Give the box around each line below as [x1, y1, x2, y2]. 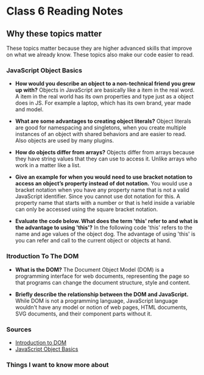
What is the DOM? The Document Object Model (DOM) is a [15, 266, 164, 273]
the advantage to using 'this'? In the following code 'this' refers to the [15, 224, 193, 232]
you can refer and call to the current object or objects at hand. [15, 237, 172, 244]
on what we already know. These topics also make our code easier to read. [6, 51, 194, 58]
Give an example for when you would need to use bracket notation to [15, 173, 193, 181]
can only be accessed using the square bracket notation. [15, 205, 158, 213]
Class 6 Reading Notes [6, 4, 124, 18]
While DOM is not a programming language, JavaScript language [15, 297, 178, 304]
